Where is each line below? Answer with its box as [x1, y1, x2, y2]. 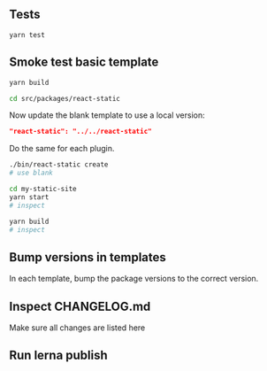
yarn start [9, 192, 50, 202]
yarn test [9, 30, 46, 39]
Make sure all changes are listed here [9, 322, 146, 333]
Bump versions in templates [9, 250, 166, 265]
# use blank [9, 168, 53, 178]
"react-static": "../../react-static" [9, 128, 152, 136]
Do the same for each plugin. [9, 143, 115, 154]
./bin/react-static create [9, 160, 109, 169]
